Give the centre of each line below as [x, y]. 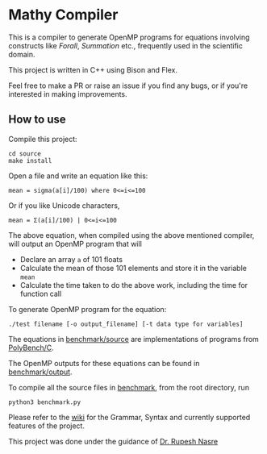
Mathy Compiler [63, 15]
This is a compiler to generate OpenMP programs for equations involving [129, 37]
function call [41, 294]
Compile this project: [43, 139]
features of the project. [46, 426]
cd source [25, 154]
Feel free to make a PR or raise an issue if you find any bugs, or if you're [128, 85]
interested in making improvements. [68, 94]
